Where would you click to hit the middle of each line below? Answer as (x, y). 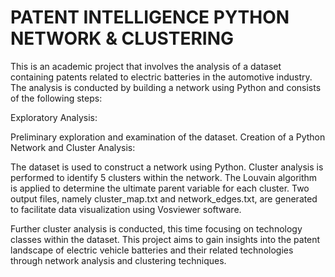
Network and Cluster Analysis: (73, 147)
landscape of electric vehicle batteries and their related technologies (152, 250)
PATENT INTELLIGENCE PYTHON (150, 17)
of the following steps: (56, 98)
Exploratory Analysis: (54, 117)
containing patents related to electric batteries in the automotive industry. (161, 77)
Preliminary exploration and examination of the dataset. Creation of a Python (168, 137)
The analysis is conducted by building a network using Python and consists (166, 87)
